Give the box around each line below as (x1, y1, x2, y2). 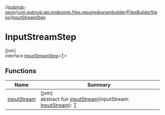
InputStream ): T (40, 102, 77, 109)
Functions (5, 67, 37, 75)
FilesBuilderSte (127, 9, 158, 15)
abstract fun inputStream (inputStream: (40, 96, 130, 102)
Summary (87, 81, 111, 88)
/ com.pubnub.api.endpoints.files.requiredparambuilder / (15, 9, 128, 15)
